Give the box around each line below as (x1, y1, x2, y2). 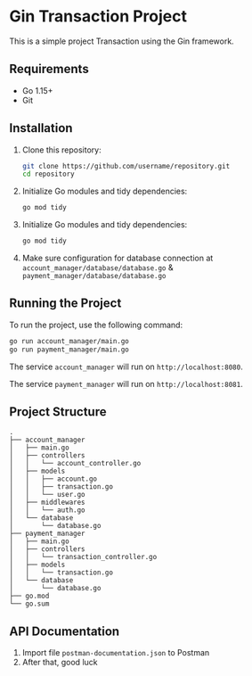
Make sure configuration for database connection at (21, 252, 214, 264)
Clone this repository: (21, 144, 102, 155)
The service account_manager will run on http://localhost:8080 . (9, 361, 243, 372)
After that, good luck (21, 657, 98, 668)
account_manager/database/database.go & (21, 262, 174, 273)
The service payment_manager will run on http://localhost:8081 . (9, 378, 243, 389)
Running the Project (9, 296, 122, 311)
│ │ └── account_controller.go (9, 459, 142, 468)
